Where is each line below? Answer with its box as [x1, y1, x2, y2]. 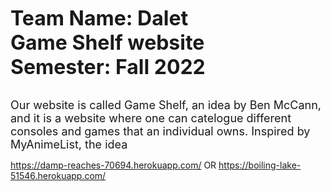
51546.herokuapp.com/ [10, 170, 107, 181]
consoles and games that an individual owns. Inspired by [10, 124, 311, 138]
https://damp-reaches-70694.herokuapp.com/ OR [10, 159, 217, 171]
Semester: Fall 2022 [10, 54, 206, 80]
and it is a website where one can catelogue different [10, 111, 292, 125]
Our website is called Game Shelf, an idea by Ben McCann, [10, 98, 322, 112]
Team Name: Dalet [10, 6, 189, 31]
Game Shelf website [10, 30, 205, 55]
